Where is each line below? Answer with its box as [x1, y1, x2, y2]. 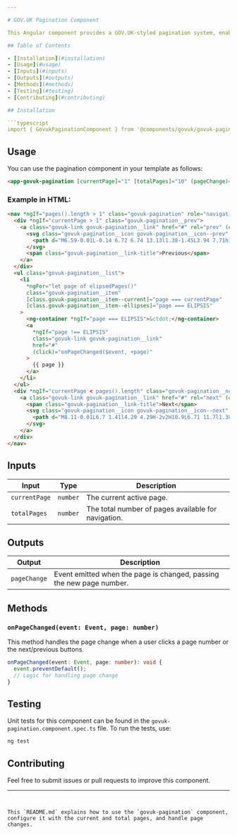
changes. [7, 821, 33, 829]
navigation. [86, 513, 123, 523]
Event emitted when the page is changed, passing [54, 569, 219, 579]
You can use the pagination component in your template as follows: [7, 164, 203, 173]
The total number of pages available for [86, 504, 217, 513]
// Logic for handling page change [13, 671, 119, 679]
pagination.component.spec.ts [7, 726, 97, 733]
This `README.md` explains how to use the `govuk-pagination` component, [7, 809, 229, 816]
